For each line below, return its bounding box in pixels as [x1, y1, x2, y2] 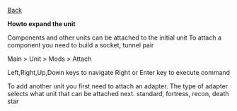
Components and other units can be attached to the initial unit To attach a [7, 33, 221, 42]
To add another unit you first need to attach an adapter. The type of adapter [7, 82, 229, 90]
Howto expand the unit [7, 20, 76, 28]
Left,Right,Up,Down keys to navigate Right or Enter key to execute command [7, 69, 231, 76]
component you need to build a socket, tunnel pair [7, 41, 154, 49]
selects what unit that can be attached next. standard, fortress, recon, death [7, 90, 229, 98]
